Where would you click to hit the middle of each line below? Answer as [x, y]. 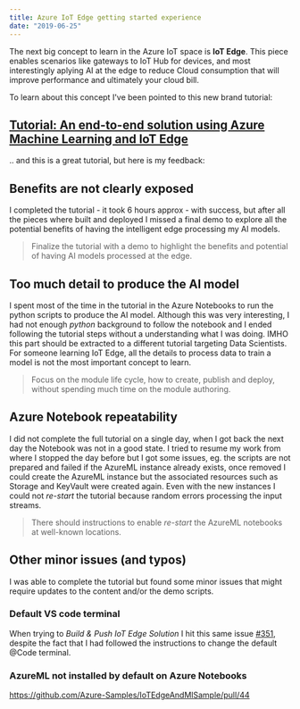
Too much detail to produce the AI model [124, 284]
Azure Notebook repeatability [94, 417]
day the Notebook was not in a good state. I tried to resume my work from [145, 448]
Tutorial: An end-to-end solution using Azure [137, 125]
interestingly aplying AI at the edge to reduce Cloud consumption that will [144, 70]
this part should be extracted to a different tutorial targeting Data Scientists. [148, 343]
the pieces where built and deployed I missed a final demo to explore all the [148, 220]
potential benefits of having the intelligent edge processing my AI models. [145, 229]
